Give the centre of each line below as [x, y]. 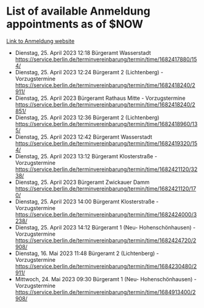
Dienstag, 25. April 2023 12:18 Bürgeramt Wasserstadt [83, 52]
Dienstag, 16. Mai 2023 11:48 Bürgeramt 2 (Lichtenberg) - [87, 253]
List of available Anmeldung [78, 11]
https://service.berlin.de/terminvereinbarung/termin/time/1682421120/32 [106, 169]
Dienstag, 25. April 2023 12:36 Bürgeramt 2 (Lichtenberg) [87, 117]
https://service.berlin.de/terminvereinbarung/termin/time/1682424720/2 [106, 240]
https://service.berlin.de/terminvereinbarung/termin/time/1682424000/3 [106, 214]
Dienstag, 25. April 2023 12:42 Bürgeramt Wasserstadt [83, 137]
